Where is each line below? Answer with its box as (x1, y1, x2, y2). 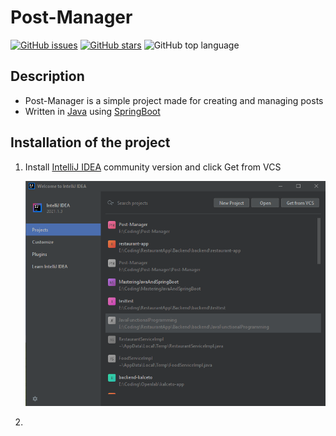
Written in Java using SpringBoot (24, 105, 161, 117)
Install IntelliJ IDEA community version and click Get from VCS (24, 161, 282, 173)
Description (10, 68, 85, 85)
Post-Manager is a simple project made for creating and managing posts (24, 94, 324, 106)
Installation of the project (10, 134, 171, 151)
